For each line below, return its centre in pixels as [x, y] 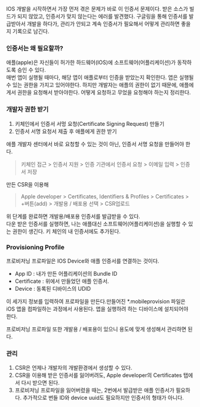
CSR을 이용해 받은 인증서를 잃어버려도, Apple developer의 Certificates [98, 375]
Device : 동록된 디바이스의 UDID [53, 288]
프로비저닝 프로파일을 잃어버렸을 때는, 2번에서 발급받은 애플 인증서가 [95, 390]
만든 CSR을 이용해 [27, 184]
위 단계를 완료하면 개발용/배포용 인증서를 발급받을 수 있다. [73, 216]
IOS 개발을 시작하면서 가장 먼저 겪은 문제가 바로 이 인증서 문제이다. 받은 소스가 [97, 9]
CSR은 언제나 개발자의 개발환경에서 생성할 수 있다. [73, 368]
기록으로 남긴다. [31, 31]
